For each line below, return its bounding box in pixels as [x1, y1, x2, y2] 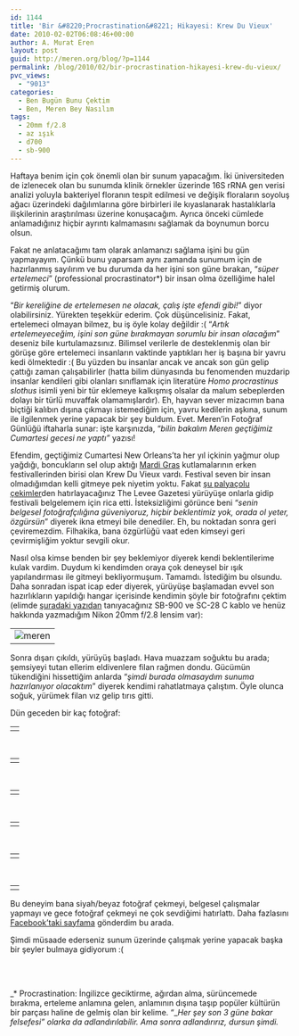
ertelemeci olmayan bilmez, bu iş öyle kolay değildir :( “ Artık [10, 319, 230, 329]
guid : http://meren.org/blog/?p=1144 [10, 54, 150, 63]
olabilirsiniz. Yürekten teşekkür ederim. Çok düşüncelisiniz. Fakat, [10, 309, 251, 319]
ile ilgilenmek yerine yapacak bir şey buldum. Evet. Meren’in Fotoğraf [10, 413, 263, 424]
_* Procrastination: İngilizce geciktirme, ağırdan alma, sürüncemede [10, 988, 257, 999]
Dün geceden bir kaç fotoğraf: [10, 707, 121, 718]
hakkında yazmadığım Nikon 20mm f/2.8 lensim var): [10, 609, 204, 620]
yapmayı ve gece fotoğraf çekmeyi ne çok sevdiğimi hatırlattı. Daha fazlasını [10, 908, 289, 918]
